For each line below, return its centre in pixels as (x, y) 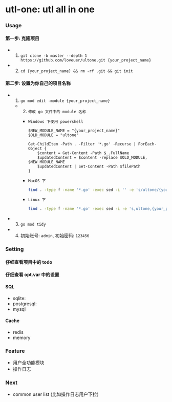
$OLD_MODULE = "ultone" (53, 135)
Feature (15, 351)
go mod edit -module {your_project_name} (65, 101)
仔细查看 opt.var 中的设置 (32, 274)
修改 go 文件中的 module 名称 (57, 112)
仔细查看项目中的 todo (29, 262)
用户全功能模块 (28, 363)
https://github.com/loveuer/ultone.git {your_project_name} (86, 60)
